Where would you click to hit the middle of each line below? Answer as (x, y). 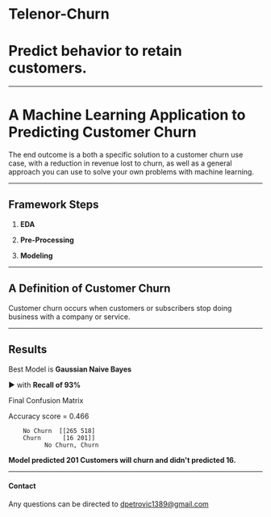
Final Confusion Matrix (46, 400)
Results (28, 349)
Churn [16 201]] (59, 438)
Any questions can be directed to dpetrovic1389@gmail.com (109, 504)
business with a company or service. (69, 317)
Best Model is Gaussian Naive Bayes (70, 369)
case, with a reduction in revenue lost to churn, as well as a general (120, 163)
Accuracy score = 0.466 (49, 416)
